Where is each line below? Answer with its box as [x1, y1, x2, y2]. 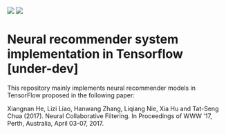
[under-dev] [7, 61, 79, 77]
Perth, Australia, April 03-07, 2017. [7, 119, 104, 127]
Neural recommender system [7, 32, 179, 48]
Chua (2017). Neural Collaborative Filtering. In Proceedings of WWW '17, [7, 111, 213, 120]
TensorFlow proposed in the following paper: [7, 90, 135, 99]
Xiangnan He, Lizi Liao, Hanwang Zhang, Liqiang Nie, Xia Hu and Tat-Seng [7, 104, 219, 113]
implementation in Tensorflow [7, 46, 183, 62]
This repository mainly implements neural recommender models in [7, 84, 196, 92]
